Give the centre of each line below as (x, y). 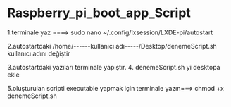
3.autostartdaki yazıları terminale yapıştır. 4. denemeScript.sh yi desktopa (114, 67)
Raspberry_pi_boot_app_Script (99, 13)
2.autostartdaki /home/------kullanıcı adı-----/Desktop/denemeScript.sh (112, 46)
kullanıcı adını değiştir (39, 53)
